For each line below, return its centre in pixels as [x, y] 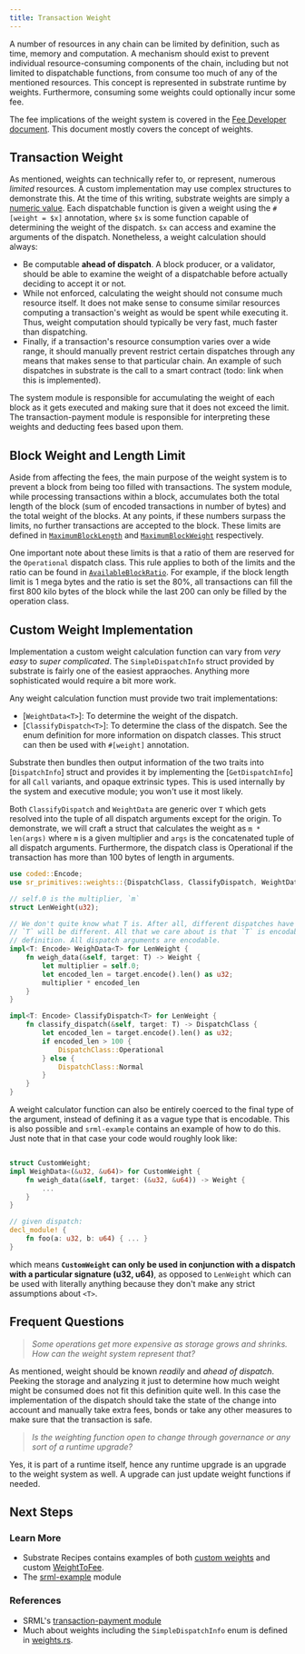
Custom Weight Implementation [101, 629]
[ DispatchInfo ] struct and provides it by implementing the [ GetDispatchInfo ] [151, 772]
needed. [25, 1483]
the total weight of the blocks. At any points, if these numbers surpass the [148, 516]
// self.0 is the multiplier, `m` [75, 899]
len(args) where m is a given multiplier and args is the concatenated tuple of [152, 838]
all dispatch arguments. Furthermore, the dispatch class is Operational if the [151, 848]
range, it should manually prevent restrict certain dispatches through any [158, 352]
